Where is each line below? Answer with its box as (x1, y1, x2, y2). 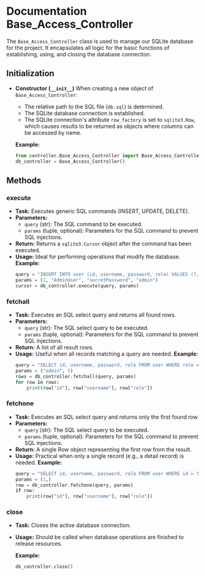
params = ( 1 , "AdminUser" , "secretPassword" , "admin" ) (15, 277, 158, 283)
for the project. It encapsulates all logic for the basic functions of (6, 44, 170, 51)
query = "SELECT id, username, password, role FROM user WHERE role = (15, 362, 199, 368)
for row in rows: (15, 379, 60, 385)
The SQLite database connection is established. (24, 109, 145, 117)
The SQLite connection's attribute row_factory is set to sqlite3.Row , (24, 116, 196, 123)
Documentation (6, 4, 88, 18)
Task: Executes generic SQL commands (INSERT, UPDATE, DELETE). (15, 208, 190, 215)
